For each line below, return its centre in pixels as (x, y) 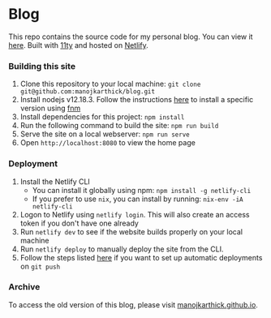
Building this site (42, 66)
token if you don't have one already (80, 223)
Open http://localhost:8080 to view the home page (108, 143)
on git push (40, 266)
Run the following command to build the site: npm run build (119, 126)
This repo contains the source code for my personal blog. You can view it (131, 37)
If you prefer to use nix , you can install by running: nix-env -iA (138, 199)
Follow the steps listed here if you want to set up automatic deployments (141, 257)
